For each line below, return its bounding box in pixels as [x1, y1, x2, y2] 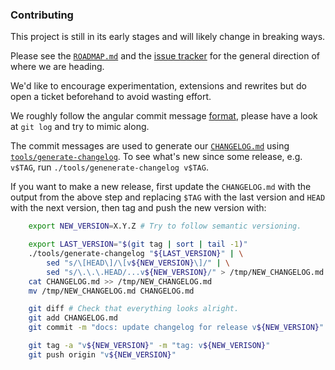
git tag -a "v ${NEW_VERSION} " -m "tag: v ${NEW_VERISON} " [28, 341, 271, 351]
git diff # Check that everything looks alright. [28, 304, 240, 314]
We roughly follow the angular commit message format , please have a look [10, 110, 318, 122]
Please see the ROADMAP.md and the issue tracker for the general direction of [10, 50, 321, 62]
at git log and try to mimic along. [10, 121, 150, 133]
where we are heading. [10, 61, 105, 73]
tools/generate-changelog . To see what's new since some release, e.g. [10, 151, 303, 163]
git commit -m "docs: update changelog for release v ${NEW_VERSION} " [28, 323, 325, 333]
